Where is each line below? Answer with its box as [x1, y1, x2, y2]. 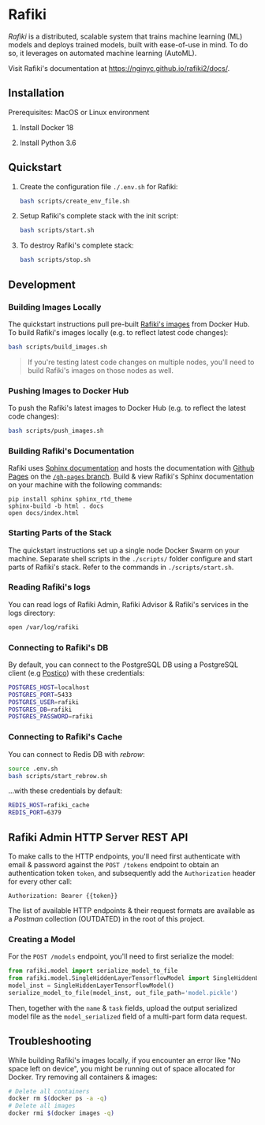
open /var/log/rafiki [8, 623, 80, 631]
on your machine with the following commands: [8, 480, 162, 490]
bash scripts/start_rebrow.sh [8, 772, 108, 780]
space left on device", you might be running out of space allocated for [8, 1064, 235, 1073]
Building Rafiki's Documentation [8, 445, 135, 456]
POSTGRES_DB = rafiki [8, 706, 73, 713]
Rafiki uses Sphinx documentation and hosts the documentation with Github [8, 464, 255, 473]
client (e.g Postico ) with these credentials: [8, 668, 145, 677]
